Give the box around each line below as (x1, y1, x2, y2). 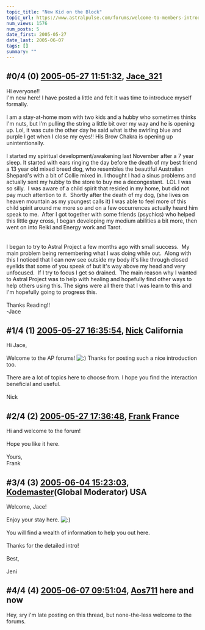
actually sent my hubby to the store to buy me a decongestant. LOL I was (6, 178, 192, 185)
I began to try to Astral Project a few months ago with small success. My (6, 243, 190, 250)
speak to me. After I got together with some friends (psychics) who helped (6, 210, 195, 218)
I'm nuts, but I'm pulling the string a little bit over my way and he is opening (6, 120, 195, 127)
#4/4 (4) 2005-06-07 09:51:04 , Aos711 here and (6, 585, 194, 596)
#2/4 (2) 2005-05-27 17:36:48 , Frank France (6, 411, 180, 421)
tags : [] (6, 43, 29, 49)
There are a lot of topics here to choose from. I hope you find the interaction (6, 374, 198, 381)
